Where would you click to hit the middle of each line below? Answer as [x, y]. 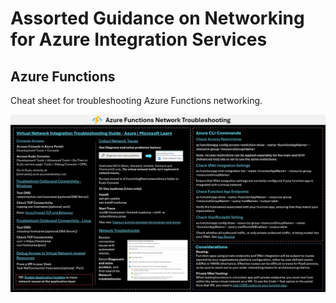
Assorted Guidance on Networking [157, 18]
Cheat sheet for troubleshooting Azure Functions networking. [136, 100]
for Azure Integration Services [139, 39]
